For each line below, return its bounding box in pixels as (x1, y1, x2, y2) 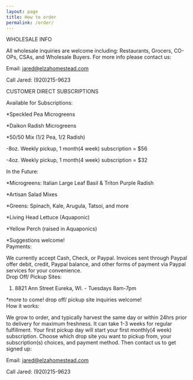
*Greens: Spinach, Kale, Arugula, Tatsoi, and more (6, 202, 129, 210)
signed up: (6, 345, 32, 352)
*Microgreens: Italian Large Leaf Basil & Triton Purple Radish (6, 180, 154, 187)
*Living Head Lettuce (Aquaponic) (6, 214, 90, 221)
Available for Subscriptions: (6, 99, 73, 106)
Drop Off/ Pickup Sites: (6, 273, 62, 281)
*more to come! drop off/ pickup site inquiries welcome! (6, 296, 142, 303)
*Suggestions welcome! (6, 237, 65, 244)
